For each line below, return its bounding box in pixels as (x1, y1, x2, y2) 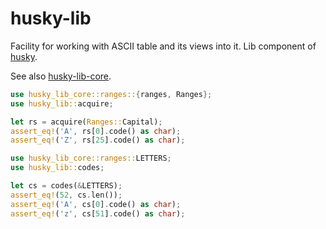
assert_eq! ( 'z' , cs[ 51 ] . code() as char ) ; (10, 208, 186, 219)
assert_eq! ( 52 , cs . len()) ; (10, 190, 123, 200)
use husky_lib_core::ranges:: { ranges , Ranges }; (10, 89, 213, 99)
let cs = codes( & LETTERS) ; (10, 181, 123, 191)
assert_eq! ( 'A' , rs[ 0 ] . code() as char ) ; (10, 126, 182, 136)
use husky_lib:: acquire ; (10, 98, 114, 109)
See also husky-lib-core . (10, 70, 112, 82)
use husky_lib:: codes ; (10, 163, 105, 173)
